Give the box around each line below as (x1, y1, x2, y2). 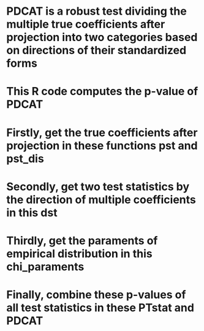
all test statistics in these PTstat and (6, 301, 195, 315)
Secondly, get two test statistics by (6, 180, 190, 194)
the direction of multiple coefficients (6, 192, 196, 207)
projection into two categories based (6, 31, 198, 44)
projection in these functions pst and (6, 139, 198, 153)
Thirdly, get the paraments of (6, 234, 158, 248)
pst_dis (6, 151, 44, 165)
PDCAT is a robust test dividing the (6, 4, 187, 18)
